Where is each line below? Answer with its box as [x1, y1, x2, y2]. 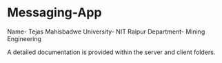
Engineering [7, 34, 41, 42]
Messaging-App [7, 5, 102, 21]
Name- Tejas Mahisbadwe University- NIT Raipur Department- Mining [7, 27, 205, 36]
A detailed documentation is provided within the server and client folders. [7, 48, 216, 56]
